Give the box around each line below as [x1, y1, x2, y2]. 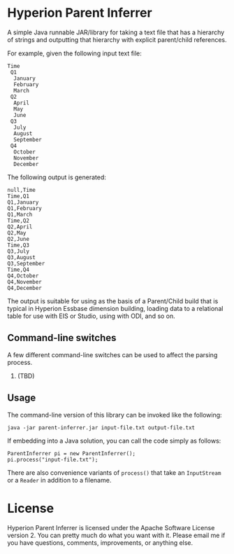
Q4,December [7, 284, 42, 291]
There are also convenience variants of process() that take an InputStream [7, 468, 221, 477]
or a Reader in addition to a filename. [7, 476, 112, 484]
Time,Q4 [7, 266, 30, 273]
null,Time [7, 186, 36, 193]
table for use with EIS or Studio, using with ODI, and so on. [7, 312, 176, 320]
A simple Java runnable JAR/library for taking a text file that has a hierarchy [7, 28, 225, 36]
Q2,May [7, 229, 27, 236]
